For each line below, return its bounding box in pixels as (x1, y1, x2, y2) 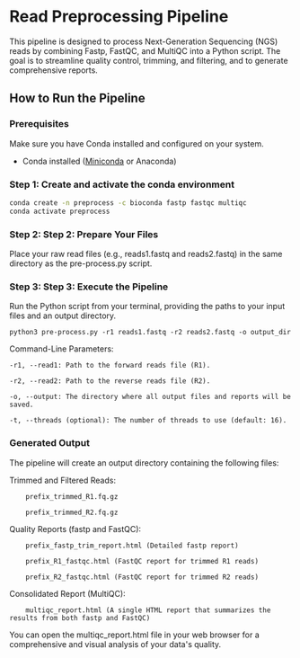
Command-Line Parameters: (9, 343, 114, 354)
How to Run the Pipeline (9, 91, 146, 106)
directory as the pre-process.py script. (9, 258, 153, 269)
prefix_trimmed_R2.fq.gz (25, 508, 119, 517)
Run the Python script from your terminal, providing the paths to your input (9, 301, 286, 312)
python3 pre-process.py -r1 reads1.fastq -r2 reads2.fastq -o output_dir (9, 328, 292, 337)
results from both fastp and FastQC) (9, 613, 151, 622)
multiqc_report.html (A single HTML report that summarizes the (25, 605, 271, 615)
